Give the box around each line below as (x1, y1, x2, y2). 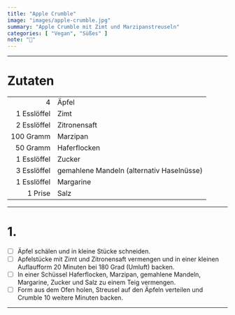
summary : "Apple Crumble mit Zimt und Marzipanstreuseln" (7, 23, 180, 30)
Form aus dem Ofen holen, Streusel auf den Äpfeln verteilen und (17, 286, 204, 294)
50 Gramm (15, 143, 51, 153)
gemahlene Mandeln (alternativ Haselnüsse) (57, 166, 203, 176)
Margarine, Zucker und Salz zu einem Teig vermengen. (17, 278, 176, 287)
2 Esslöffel (15, 120, 51, 130)
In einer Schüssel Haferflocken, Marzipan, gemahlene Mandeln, (17, 270, 201, 279)
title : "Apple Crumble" (7, 10, 77, 17)
